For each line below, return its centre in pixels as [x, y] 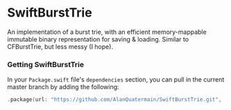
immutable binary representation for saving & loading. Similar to [98, 39]
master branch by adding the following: [63, 87]
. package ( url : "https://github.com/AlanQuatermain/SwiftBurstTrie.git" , [114, 100]
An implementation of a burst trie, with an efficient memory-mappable [107, 32]
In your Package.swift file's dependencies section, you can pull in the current [116, 80]
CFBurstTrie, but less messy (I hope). [60, 46]
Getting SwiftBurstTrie [46, 64]
